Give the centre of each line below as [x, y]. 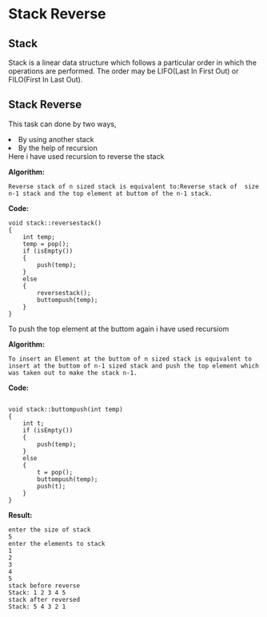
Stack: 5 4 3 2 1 [37, 607]
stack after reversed [44, 599]
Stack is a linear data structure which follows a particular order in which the [133, 62]
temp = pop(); [46, 244]
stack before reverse [44, 585]
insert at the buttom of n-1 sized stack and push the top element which [134, 366]
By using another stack [56, 139]
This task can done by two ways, [62, 124]
